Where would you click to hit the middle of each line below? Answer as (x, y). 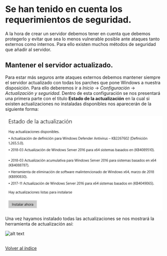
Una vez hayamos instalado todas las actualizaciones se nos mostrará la (80, 219)
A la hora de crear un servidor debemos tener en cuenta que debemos (78, 33)
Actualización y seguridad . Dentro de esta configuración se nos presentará (83, 93)
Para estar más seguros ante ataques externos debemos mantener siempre (83, 77)
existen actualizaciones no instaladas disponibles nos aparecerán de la (78, 104)
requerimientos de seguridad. (68, 20)
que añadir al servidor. (28, 49)
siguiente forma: (22, 109)
